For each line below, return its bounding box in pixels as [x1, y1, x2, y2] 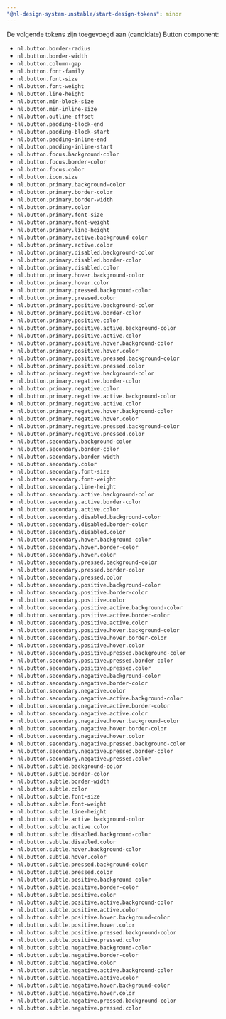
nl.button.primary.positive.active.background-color [16, 324, 177, 331]
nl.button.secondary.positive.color [16, 597, 126, 604]
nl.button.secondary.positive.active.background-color [16, 604, 183, 612]
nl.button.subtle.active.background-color [16, 816, 145, 823]
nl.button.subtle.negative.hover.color [16, 989, 136, 996]
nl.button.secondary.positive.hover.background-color [16, 626, 180, 634]
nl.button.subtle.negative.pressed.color [16, 1004, 141, 1012]
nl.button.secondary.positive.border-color [16, 589, 149, 596]
